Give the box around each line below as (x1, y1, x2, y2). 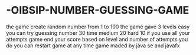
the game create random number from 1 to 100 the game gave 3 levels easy (6, 23, 190, 30)
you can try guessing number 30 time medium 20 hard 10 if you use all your (6, 29, 190, 36)
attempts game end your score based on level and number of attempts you (6, 35, 188, 43)
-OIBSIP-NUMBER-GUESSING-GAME (6, 4, 190, 17)
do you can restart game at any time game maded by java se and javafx (6, 42, 180, 49)
